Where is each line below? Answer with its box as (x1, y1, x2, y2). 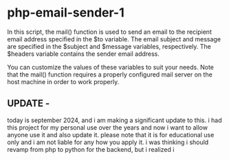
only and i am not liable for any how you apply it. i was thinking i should (7, 138, 209, 146)
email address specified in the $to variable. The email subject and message (7, 34, 221, 43)
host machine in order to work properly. (7, 77, 120, 86)
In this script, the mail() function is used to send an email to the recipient (7, 28, 212, 36)
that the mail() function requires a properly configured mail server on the (7, 70, 213, 79)
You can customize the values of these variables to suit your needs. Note (7, 63, 215, 71)
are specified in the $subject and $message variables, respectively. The (7, 42, 211, 50)
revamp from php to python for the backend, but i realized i (7, 145, 175, 153)
